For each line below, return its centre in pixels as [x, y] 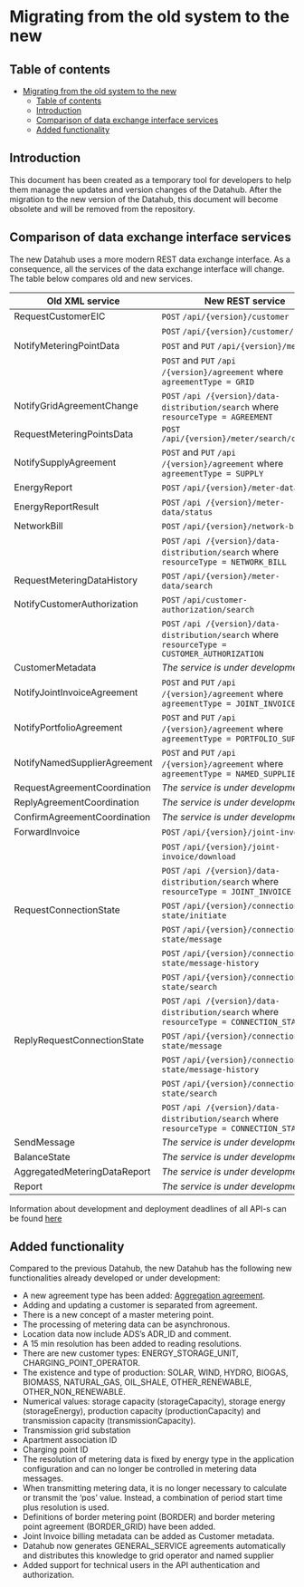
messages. [43, 1478]
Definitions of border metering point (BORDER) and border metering [149, 1517]
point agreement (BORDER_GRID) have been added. [119, 1527]
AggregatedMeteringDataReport [82, 1171]
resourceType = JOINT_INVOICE [227, 891]
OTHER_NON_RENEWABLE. [74, 1392]
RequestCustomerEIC [60, 316]
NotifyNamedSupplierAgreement [84, 762]
